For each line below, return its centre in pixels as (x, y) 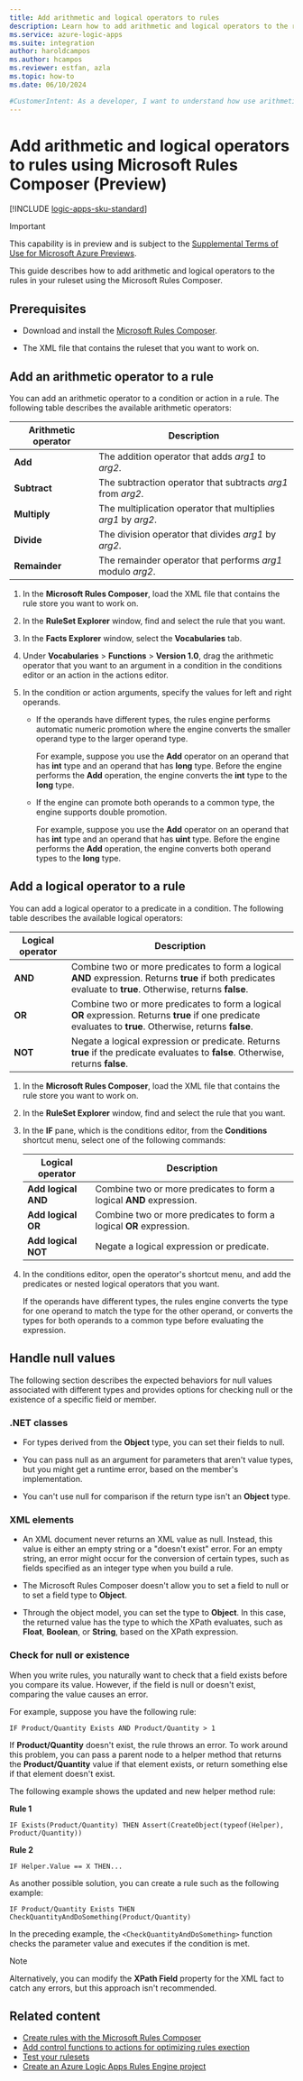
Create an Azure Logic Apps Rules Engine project (114, 2067)
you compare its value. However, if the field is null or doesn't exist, (133, 1684)
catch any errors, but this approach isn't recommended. (113, 1988)
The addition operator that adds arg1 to (182, 456)
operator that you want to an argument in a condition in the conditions (152, 666)
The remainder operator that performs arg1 (190, 560)
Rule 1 (21, 1809)
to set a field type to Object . (75, 1595)
